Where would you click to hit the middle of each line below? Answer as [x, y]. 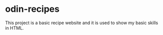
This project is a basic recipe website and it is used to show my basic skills [81, 23]
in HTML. [14, 28]
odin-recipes [32, 9]
